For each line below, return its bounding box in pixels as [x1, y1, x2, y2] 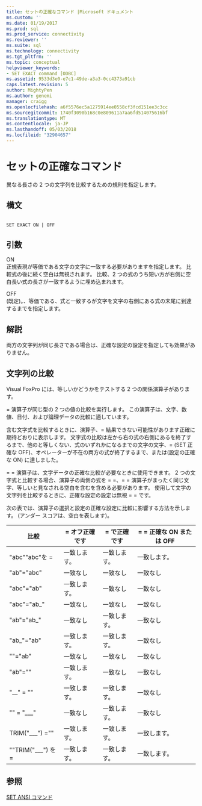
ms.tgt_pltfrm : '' [6, 54, 52, 60]
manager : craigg [6, 98, 47, 104]
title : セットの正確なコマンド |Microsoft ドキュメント [6, 8, 134, 15]
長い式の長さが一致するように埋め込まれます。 [11, 278, 127, 286]
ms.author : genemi [6, 93, 52, 99]
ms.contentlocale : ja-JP [6, 121, 69, 127]
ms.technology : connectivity [6, 48, 79, 54]
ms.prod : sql [6, 25, 39, 32]
